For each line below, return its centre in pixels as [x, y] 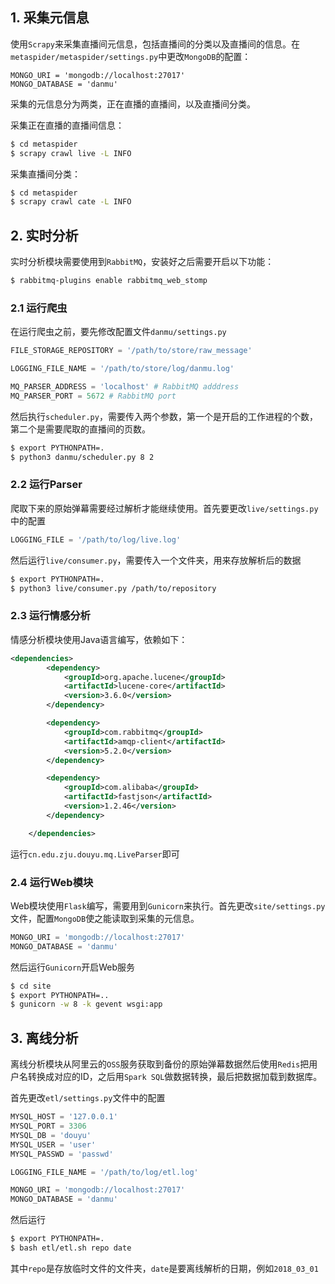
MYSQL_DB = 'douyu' [51, 1135]
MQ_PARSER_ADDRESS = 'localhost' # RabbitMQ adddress [125, 387]
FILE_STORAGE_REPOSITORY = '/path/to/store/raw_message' [131, 351]
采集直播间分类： [45, 174]
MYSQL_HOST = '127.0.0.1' [64, 1117]
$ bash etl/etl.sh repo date [71, 1248]
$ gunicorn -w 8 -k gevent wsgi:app [86, 1004]
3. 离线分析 [44, 1038]
